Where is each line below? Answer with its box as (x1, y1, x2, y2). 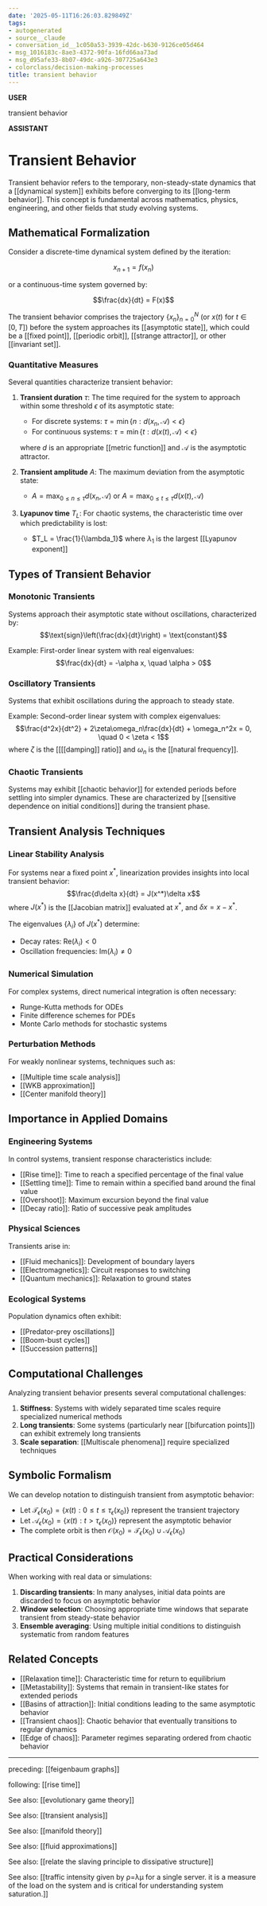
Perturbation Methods (8, 1039, 96, 1050)
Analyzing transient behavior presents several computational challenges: (8, 1387, 246, 1397)
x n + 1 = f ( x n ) (113, 263, 154, 274)
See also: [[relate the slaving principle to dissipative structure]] (8, 1857, 214, 1866)
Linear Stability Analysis (8, 848, 105, 859)
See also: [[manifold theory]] (8, 1826, 103, 1835)
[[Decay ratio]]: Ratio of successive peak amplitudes (19, 1203, 192, 1213)
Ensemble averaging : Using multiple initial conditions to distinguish (19, 1620, 241, 1631)
